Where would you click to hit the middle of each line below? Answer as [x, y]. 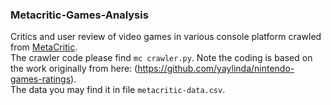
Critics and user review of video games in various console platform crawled [166, 37]
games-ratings [41, 79]
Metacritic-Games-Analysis [79, 15]
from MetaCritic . [44, 47]
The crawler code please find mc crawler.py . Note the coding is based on [161, 58]
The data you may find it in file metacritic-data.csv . [118, 90]
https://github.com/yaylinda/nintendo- [216, 69]
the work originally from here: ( [74, 69]
